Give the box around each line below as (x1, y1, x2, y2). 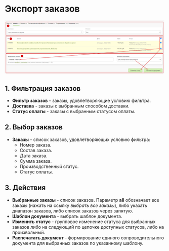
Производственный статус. (19, 163, 79, 169)
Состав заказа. (19, 147, 53, 153)
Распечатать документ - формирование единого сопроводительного (12, 234, 164, 241)
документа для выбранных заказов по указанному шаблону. (12, 240, 144, 246)
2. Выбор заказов (5, 123, 63, 132)
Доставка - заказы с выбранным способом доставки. (12, 103, 130, 109)
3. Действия (5, 184, 46, 192)
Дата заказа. (19, 153, 48, 159)
